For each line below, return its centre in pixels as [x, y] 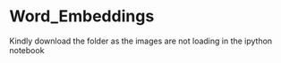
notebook [27, 50]
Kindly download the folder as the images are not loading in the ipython [141, 41]
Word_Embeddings [82, 16]
